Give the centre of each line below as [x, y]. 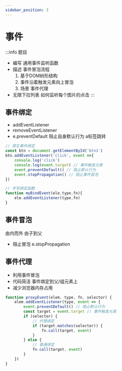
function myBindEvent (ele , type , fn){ [44, 193]
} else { [33, 340]
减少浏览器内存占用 [33, 288]
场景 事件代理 [34, 88]
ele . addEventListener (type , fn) [47, 198]
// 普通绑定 [43, 345]
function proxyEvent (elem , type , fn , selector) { [59, 297]
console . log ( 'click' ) [37, 160]
